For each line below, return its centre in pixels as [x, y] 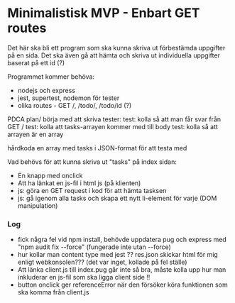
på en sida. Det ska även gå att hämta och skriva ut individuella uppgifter [114, 55]
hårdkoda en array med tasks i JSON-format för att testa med [97, 148]
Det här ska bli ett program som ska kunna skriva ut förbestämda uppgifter [116, 48]
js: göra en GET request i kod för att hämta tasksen [92, 190]
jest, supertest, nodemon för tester [69, 98]
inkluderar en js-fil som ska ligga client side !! [84, 277]
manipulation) [38, 205]
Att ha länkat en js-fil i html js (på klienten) [79, 183]
